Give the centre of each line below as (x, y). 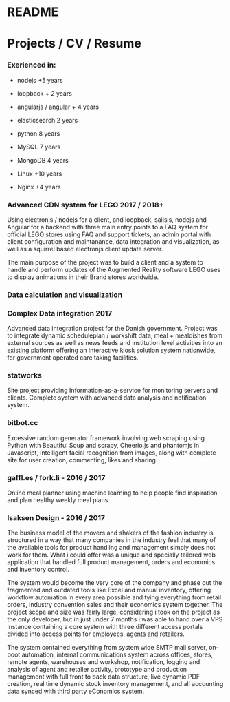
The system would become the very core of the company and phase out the (115, 583)
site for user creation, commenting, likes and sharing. (82, 460)
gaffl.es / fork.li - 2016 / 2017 (56, 477)
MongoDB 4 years (43, 160)
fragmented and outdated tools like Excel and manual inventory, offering (109, 590)
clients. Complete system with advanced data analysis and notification (107, 398)
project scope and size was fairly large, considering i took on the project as (114, 612)
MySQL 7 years (39, 147)
